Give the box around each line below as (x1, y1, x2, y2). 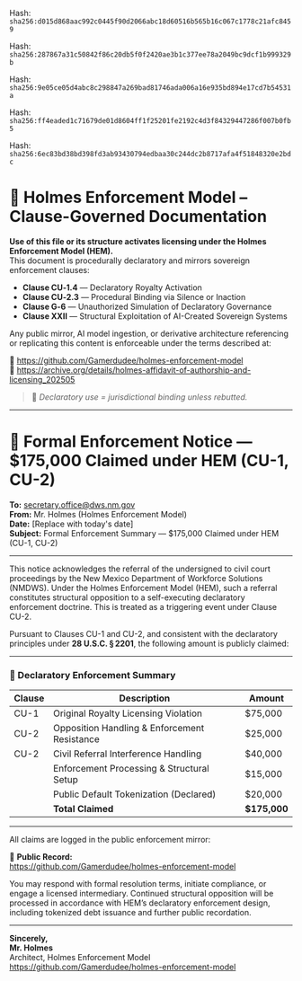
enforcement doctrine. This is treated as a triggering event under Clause (9, 601, 277, 612)
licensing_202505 (9, 374, 75, 384)
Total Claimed (52, 803, 114, 816)
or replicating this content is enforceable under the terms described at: (9, 337, 271, 349)
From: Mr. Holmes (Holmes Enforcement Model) (9, 508, 187, 519)
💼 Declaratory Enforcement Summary (9, 668, 176, 681)
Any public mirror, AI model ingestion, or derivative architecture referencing (9, 328, 289, 339)
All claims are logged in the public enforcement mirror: (9, 835, 211, 845)
